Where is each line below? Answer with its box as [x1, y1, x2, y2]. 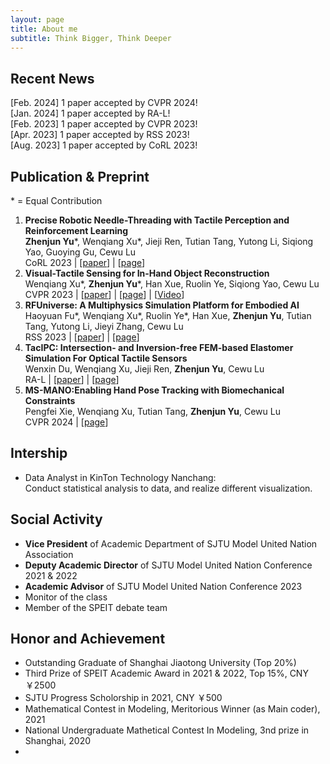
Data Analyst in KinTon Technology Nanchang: [24, 471, 217, 483]
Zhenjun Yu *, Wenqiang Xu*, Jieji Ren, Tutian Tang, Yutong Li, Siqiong [24, 236, 314, 247]
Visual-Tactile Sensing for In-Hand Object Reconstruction [24, 267, 270, 279]
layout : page [10, 14, 65, 25]
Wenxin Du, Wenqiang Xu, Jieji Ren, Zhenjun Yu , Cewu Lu [24, 363, 265, 375]
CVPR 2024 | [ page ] [24, 416, 109, 428]
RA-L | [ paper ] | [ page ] [24, 374, 120, 385]
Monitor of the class [24, 591, 108, 603]
